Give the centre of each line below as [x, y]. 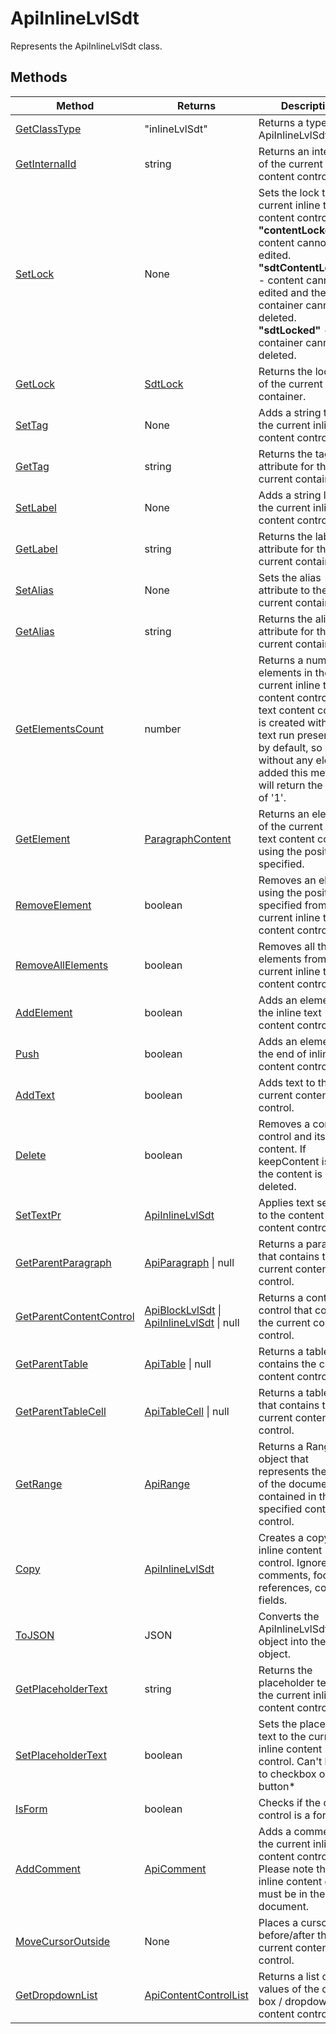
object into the [292, 1641]
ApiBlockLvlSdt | [183, 1310]
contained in [287, 1496]
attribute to [284, 590]
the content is [290, 1174]
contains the [287, 1364]
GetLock [35, 384]
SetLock [35, 274]
